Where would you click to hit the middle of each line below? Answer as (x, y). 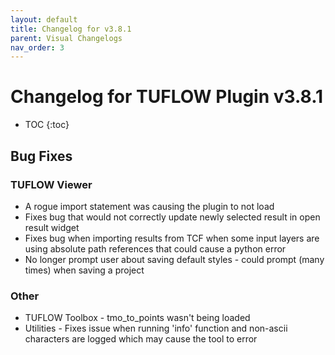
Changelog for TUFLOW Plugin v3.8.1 (167, 97)
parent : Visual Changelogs (66, 38)
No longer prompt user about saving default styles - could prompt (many (174, 259)
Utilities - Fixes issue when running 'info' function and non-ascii (156, 328)
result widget (52, 227)
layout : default (44, 19)
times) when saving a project (84, 270)
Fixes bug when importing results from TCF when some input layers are (172, 238)
